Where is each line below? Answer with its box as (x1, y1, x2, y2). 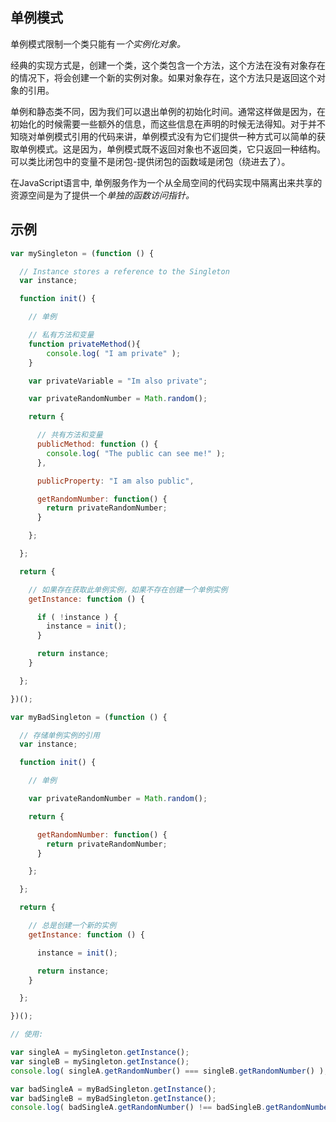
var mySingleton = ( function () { (10, 248, 155, 258)
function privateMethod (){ (28, 339, 141, 349)
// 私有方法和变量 (28, 330, 95, 340)
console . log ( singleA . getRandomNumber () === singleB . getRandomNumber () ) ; (10, 1066, 329, 1076)
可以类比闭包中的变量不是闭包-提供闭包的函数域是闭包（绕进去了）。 (10, 155, 291, 167)
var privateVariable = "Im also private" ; (28, 376, 208, 386)
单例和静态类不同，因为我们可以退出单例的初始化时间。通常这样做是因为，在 (10, 105, 326, 117)
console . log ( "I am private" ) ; (46, 348, 182, 358)
